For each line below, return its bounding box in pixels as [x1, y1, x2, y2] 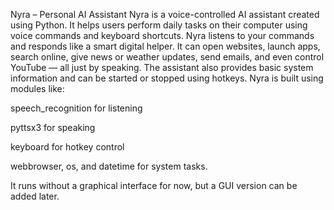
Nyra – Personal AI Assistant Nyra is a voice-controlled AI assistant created [10, 9, 320, 20]
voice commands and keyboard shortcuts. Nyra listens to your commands [10, 30, 315, 41]
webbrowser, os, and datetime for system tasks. [10, 160, 208, 172]
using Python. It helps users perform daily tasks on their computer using [10, 19, 308, 31]
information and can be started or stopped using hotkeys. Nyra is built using [10, 72, 324, 84]
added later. [10, 190, 60, 202]
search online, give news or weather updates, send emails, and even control [10, 51, 325, 63]
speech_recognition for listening [10, 102, 143, 114]
